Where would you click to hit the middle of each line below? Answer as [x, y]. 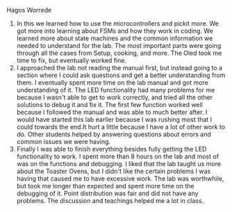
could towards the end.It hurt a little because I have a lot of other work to [121, 127]
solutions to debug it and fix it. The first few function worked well [109, 105]
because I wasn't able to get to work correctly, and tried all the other [115, 97]
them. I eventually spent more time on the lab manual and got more [113, 82]
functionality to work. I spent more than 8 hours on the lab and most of [118, 156]
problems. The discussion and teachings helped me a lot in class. [110, 201]
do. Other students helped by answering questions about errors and [114, 134]
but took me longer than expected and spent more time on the [105, 186]
